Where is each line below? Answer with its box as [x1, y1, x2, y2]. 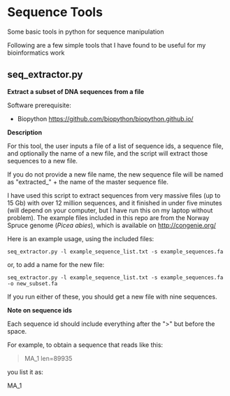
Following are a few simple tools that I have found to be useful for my [7, 41, 206, 49]
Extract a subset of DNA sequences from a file [7, 87, 145, 95]
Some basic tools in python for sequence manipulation [7, 27, 164, 36]
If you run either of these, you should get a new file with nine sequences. [7, 292, 217, 301]
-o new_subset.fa [7, 280, 58, 287]
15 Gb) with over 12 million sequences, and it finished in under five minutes [7, 198, 222, 207]
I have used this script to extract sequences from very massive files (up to [7, 191, 221, 200]
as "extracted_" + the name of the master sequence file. [7, 177, 169, 186]
